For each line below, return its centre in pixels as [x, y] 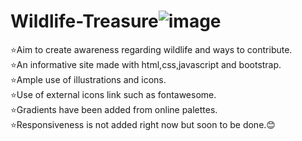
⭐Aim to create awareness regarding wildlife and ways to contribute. [151, 49]
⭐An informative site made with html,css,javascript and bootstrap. [146, 64]
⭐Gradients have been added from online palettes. [114, 109]
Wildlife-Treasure [84, 21]
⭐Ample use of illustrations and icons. [88, 79]
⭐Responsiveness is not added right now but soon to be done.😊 [143, 124]
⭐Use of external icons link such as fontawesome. [113, 94]
